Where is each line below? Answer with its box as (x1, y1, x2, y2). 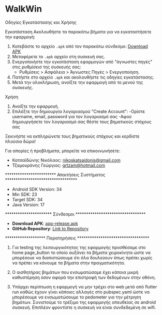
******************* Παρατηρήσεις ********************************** (5, 235, 150, 241)
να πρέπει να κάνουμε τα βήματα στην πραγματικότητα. (12, 260, 126, 266)
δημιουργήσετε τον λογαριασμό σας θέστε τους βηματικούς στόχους (12, 119, 152, 125)
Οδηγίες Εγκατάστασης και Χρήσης (5, 19, 77, 25)
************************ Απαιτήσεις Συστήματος (5, 172, 105, 177)
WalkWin (5, 3, 42, 15)
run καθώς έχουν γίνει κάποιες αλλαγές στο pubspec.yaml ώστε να (12, 289, 150, 295)
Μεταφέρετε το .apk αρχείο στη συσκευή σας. (12, 53, 105, 59)
